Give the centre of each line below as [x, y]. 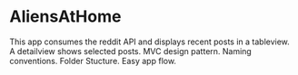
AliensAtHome [65, 17]
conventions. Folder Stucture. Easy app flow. [93, 61]
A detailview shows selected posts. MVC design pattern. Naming [130, 51]
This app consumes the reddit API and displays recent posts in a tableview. [150, 42]
